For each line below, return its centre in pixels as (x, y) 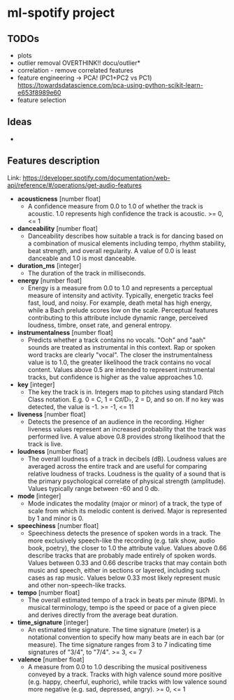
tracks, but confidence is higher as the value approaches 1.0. (116, 377)
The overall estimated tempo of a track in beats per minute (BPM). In (126, 600)
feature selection (42, 100)
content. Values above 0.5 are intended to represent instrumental (121, 369)
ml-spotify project (61, 13)
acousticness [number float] (59, 199)
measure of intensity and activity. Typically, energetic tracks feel (120, 295)
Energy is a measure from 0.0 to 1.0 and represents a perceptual (120, 287)
